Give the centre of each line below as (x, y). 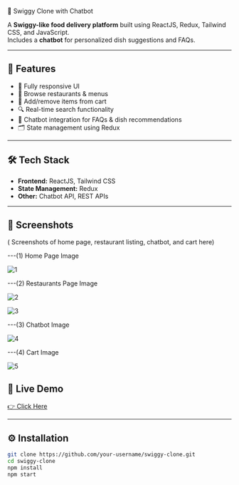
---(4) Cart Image (33, 353)
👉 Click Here (27, 407)
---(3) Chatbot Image (38, 325)
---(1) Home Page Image (43, 256)
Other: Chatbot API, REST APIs (63, 196)
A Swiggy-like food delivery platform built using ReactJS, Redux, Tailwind (117, 25)
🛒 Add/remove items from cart (62, 101)
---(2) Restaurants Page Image (53, 283)
